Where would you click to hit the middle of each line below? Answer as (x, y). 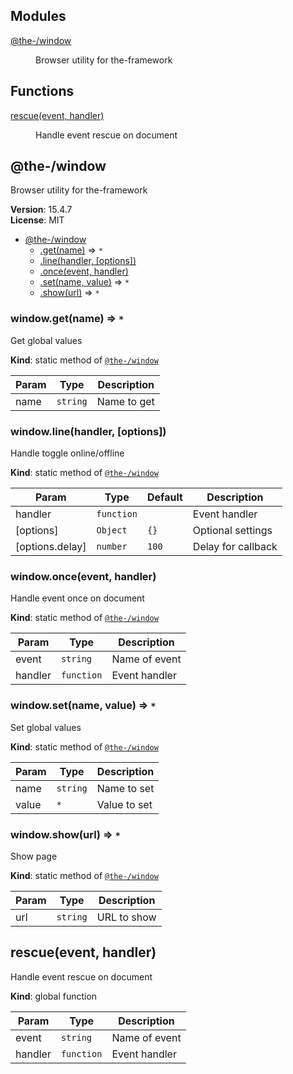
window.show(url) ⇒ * (65, 834)
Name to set (125, 788)
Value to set (124, 804)
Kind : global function (54, 996)
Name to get (125, 401)
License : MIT (37, 220)
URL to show (126, 917)
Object (112, 530)
